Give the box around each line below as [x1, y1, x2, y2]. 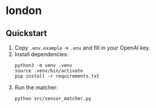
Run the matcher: [14, 84, 58, 91]
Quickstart [5, 28, 48, 38]
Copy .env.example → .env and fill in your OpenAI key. [14, 44, 151, 51]
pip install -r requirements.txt [14, 73, 100, 79]
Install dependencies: [14, 51, 69, 58]
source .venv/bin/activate [14, 68, 83, 74]
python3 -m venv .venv [14, 62, 73, 68]
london [5, 4, 42, 18]
